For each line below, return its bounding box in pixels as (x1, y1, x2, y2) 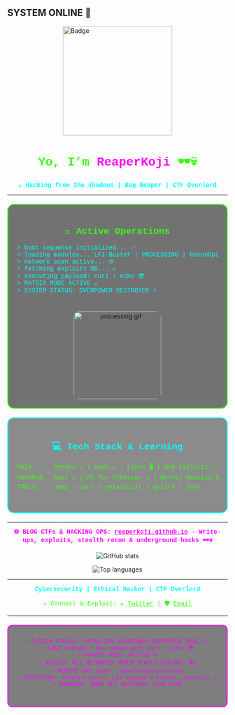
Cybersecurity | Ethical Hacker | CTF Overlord (34, 586, 201, 593)
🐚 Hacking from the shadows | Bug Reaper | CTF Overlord (18, 181, 217, 189)
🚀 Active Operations (65, 226, 170, 237)
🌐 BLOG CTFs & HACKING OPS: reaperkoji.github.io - (13, 528, 196, 536)
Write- (199, 528, 222, 536)
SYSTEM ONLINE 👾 (7, 7, 92, 19)
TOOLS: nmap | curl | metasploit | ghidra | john (17, 483, 201, 491)
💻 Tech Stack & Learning (52, 441, 183, 452)
